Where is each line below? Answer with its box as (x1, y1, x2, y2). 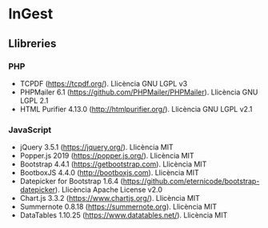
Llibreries (8, 37, 57, 50)
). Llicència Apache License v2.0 (54, 185, 162, 194)
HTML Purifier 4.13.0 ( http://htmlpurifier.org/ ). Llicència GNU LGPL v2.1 (19, 104, 253, 114)
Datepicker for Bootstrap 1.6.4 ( (19, 177, 124, 186)
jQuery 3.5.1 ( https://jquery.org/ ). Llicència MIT (19, 142, 174, 152)
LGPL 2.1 (19, 95, 49, 105)
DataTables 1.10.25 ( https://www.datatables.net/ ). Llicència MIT (19, 210, 228, 220)
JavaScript (8, 124, 52, 135)
